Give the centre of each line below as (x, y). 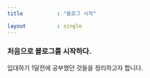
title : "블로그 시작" (52, 13)
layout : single (44, 26)
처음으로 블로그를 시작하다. (49, 51)
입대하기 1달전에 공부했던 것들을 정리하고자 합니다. (75, 68)
